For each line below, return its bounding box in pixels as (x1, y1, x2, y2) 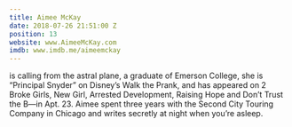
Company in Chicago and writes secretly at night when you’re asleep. (9, 108, 264, 119)
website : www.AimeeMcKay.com (9, 37, 117, 47)
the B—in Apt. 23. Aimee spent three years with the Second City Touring (9, 99, 273, 109)
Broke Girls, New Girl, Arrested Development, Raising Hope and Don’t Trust (9, 90, 284, 100)
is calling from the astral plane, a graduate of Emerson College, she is (9, 70, 264, 81)
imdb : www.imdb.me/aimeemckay (9, 46, 122, 55)
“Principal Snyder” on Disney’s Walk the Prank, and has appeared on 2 (9, 80, 266, 91)
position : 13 (9, 29, 58, 38)
